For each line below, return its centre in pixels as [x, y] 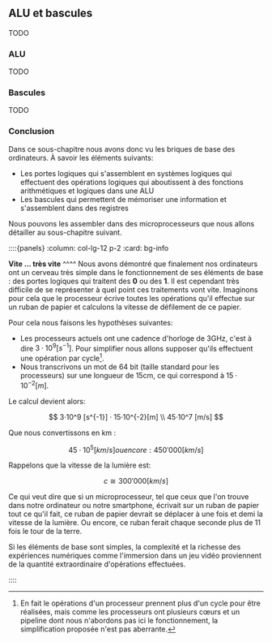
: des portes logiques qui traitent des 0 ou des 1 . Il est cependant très [124, 281]
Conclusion [32, 131]
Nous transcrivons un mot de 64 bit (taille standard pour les [120, 367]
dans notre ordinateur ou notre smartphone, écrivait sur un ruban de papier [134, 506]
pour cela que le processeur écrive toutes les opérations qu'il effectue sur [132, 298]
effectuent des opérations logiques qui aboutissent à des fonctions [132, 182]
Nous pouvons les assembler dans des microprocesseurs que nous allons [132, 223]
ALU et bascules [51, 13]
